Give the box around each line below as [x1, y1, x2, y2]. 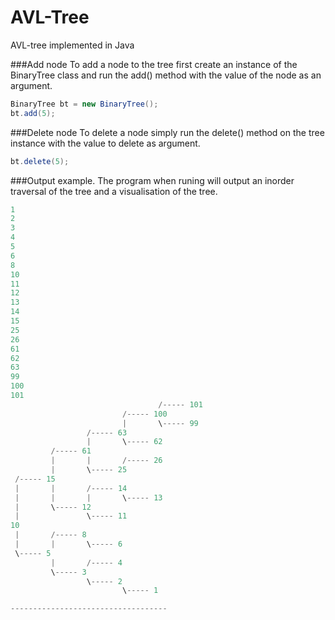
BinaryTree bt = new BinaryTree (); [10, 99, 159, 109]
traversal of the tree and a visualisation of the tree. [10, 185, 218, 197]
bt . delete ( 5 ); [10, 156, 70, 166]
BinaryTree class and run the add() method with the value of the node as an [10, 69, 322, 81]
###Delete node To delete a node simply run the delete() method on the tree [10, 126, 325, 138]
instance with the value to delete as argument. [10, 137, 201, 149]
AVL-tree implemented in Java [10, 39, 135, 51]
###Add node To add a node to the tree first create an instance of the [10, 58, 298, 70]
